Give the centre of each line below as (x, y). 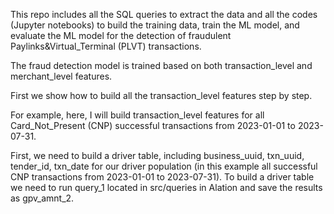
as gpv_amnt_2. (42, 198)
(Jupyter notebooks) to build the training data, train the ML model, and (155, 25)
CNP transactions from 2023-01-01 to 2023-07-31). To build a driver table (162, 177)
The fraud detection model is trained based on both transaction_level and (161, 65)
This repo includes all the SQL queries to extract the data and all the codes (164, 14)
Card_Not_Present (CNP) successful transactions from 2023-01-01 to (153, 125)
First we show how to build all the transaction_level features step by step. (161, 95)
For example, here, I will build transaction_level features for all (137, 115)
